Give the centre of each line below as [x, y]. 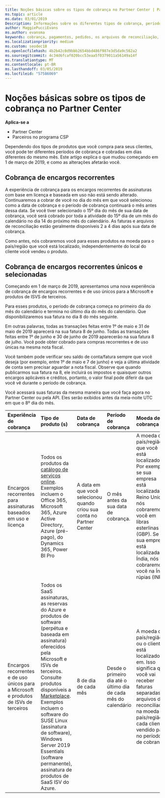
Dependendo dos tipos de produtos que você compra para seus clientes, [79, 146]
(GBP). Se [148, 534]
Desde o [117, 669]
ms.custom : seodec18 [26, 46]
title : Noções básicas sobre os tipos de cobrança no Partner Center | [80, 10]
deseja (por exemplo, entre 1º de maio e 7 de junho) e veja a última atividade [82, 362]
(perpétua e [55, 628]
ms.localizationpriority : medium [39, 42]
